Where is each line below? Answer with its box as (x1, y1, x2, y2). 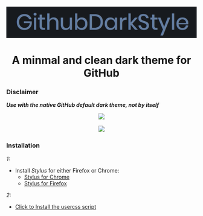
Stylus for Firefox (24, 179, 68, 187)
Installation (6, 141, 40, 150)
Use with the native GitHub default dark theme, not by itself (6, 101, 159, 109)
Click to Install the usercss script (14, 203, 97, 210)
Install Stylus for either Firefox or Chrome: (14, 167, 120, 174)
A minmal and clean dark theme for (11, 53, 192, 67)
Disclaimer (6, 87, 39, 96)
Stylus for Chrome (24, 173, 70, 180)
